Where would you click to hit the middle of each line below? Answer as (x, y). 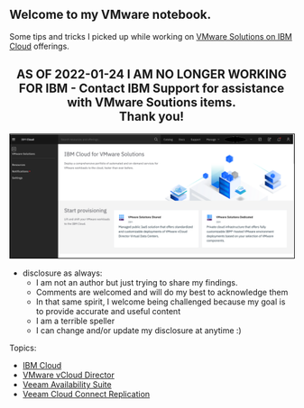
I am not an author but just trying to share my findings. (137, 283)
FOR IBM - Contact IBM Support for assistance (152, 89)
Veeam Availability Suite (67, 385)
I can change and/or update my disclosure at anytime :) (138, 331)
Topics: (23, 348)
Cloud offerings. (39, 46)
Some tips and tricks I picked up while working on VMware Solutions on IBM (151, 36)
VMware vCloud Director (69, 375)
